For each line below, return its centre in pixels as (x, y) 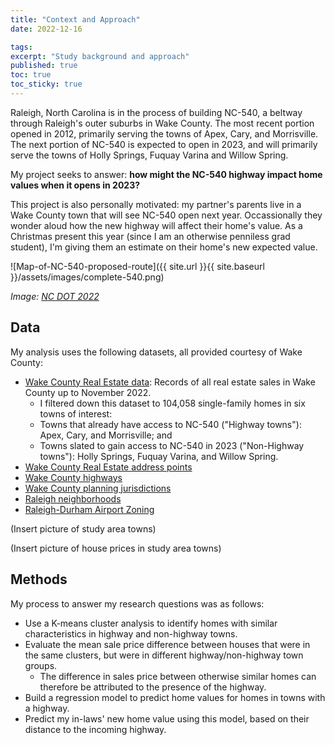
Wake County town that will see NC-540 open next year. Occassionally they (166, 215)
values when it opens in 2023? (75, 185)
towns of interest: (76, 413)
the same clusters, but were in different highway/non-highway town (164, 655)
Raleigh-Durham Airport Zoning (89, 509)
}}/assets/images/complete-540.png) (87, 277)
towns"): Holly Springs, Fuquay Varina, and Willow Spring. (159, 456)
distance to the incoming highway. (95, 729)
